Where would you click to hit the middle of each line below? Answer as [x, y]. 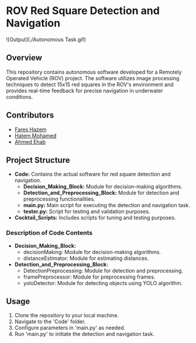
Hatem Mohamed [35, 135]
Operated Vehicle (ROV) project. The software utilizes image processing [93, 78]
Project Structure [38, 160]
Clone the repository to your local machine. [66, 315]
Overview [24, 58]
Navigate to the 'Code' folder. [50, 322]
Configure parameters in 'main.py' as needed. [70, 328]
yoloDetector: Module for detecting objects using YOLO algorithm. [103, 283]
